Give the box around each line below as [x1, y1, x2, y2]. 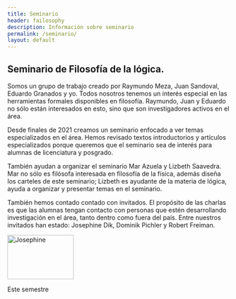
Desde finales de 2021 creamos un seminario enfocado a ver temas [7, 125, 203, 134]
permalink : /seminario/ [7, 30, 78, 38]
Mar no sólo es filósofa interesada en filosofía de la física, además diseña [7, 169, 221, 178]
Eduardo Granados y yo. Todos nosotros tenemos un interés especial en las [7, 89, 228, 98]
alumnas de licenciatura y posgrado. [7, 148, 114, 157]
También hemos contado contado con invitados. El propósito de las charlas [7, 198, 226, 206]
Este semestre [7, 285, 49, 293]
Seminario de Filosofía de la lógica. [7, 63, 165, 75]
